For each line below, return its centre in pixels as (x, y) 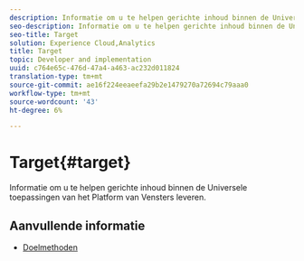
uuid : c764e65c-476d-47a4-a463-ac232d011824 (95, 69)
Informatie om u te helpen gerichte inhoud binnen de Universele (128, 188)
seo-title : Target (44, 34)
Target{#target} (70, 163)
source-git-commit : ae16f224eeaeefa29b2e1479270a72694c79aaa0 (129, 85)
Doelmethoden (50, 247)
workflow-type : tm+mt (50, 93)
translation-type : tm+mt (56, 77)
